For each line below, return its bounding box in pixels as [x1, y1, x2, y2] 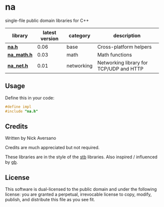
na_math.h [7, 51, 33, 58]
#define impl [5, 104, 32, 109]
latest [42, 29, 57, 36]
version [41, 35, 59, 42]
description [113, 32, 141, 39]
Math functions [97, 51, 132, 58]
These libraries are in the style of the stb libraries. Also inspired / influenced [5, 154, 158, 160]
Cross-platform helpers [97, 43, 152, 50]
